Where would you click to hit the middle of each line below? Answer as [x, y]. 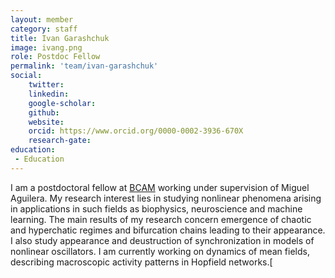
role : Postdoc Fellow [55, 57]
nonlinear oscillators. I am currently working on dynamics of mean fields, [160, 251]
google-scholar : [62, 103]
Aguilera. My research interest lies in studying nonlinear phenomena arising [166, 198]
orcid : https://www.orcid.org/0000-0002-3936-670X [136, 131]
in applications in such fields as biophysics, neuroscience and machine [156, 208]
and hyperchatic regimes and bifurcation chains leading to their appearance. [168, 230]
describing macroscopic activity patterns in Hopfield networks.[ [141, 262]
